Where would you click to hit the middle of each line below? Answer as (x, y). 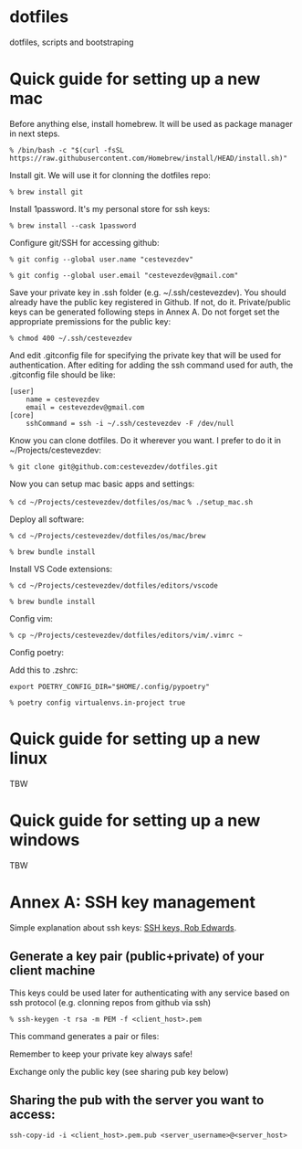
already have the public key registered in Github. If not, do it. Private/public (150, 302)
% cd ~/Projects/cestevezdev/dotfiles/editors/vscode (114, 585)
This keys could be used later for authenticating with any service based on (150, 993)
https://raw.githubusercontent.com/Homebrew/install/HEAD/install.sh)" (148, 158)
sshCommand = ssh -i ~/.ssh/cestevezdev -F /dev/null (130, 423)
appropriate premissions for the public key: (90, 321)
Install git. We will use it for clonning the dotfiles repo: (110, 175)
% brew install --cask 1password (73, 226)
